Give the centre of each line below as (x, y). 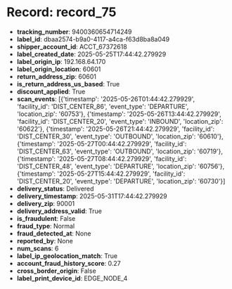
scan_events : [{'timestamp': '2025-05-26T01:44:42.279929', (106, 98)
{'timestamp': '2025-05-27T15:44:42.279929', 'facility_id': (101, 174)
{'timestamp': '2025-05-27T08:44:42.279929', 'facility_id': (102, 158)
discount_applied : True (51, 91)
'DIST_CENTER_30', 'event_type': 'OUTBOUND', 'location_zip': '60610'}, (120, 136)
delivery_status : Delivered (55, 188)
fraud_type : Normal (46, 226)
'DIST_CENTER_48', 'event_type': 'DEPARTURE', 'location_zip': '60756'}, (121, 166)
